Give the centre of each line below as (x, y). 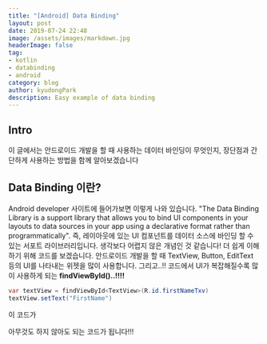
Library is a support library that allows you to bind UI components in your (128, 218)
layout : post (30, 23)
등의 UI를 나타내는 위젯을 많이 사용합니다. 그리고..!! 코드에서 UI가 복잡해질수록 (129, 266)
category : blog (34, 82)
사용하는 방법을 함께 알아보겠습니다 (84, 160)
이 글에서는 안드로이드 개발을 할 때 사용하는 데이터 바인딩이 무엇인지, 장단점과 (129, 150)
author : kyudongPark (43, 90)
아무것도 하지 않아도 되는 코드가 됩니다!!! (71, 331)
